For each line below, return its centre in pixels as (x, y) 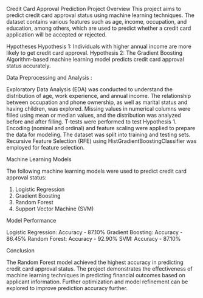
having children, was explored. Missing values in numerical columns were (98, 109)
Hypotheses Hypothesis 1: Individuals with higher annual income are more (99, 46)
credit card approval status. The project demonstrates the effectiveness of (99, 269)
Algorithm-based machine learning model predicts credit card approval (95, 59)
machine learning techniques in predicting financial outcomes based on (96, 275)
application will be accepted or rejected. (57, 35)
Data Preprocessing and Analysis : (49, 78)
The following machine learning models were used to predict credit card (97, 171)
